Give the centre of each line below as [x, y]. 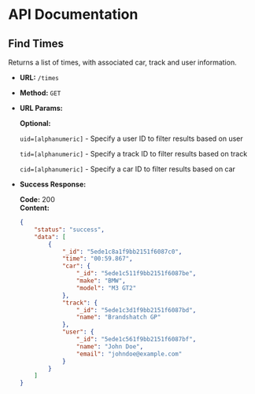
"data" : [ [50, 237]
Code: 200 [37, 199]
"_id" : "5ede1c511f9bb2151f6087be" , [136, 274]
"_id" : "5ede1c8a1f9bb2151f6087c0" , [122, 252]
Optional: [35, 123]
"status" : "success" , [69, 230]
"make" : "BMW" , [101, 281]
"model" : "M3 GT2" [106, 288]
